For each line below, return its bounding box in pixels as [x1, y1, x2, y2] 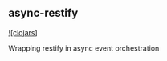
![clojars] [8, 27, 38, 37]
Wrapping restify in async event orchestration [8, 43, 160, 53]
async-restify [8, 6, 79, 20]
